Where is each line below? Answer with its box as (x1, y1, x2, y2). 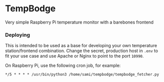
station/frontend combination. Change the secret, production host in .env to (5, 48, 158, 54)
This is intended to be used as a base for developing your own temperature (5, 43, 157, 49)
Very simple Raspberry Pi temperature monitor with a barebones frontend (5, 19, 154, 25)
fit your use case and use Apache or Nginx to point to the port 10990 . (5, 53, 144, 59)
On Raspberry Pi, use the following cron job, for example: (5, 62, 121, 69)
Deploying (5, 31, 30, 38)
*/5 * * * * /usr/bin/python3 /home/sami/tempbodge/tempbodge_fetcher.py (5, 72, 160, 77)
